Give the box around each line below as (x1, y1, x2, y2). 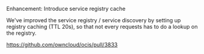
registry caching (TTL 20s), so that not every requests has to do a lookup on (6, 23, 198, 30)
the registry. (6, 29, 37, 37)
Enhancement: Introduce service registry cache (6, 5, 126, 12)
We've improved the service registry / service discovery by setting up (6, 17, 181, 23)
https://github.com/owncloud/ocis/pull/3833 (6, 41, 118, 48)
